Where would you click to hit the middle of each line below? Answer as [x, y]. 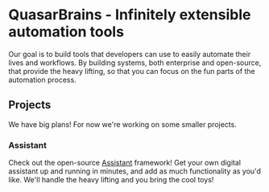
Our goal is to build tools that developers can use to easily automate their [130, 54]
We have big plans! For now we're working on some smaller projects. [123, 124]
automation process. [42, 80]
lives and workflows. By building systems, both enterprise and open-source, [135, 63]
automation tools [66, 32]
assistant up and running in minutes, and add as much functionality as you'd [135, 171]
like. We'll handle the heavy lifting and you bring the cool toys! [111, 180]
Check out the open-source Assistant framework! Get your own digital [125, 163]
